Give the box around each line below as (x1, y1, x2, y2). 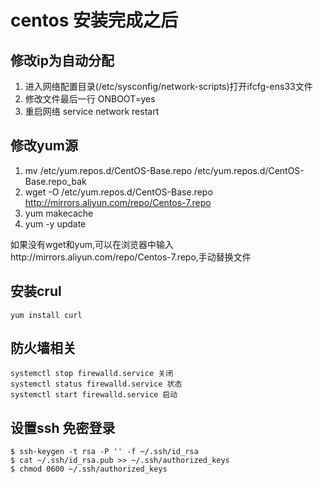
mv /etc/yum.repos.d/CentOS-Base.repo (24, 164, 193, 176)
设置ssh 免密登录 (10, 419, 116, 436)
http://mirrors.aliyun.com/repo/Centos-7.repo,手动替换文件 (10, 251, 252, 263)
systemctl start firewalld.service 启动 (10, 390, 178, 400)
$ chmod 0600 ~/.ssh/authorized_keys (10, 464, 168, 475)
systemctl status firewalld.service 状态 (10, 379, 183, 390)
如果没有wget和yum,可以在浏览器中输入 (10, 238, 174, 250)
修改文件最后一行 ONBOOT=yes (24, 93, 156, 105)
